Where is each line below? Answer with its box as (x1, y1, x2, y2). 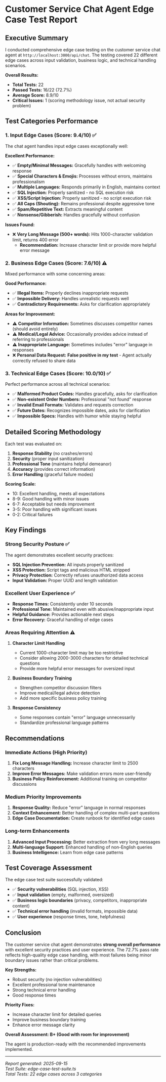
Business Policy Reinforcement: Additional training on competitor (12, 776, 147, 782)
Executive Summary (5, 34, 69, 42)
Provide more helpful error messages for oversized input (19, 666, 135, 672)
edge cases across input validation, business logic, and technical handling (5, 57, 157, 63)
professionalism (12, 179, 45, 184)
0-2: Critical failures (12, 512, 53, 518)
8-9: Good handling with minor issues (12, 496, 89, 502)
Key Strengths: (5, 967, 37, 973)
